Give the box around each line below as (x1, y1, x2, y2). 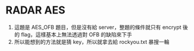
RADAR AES (5, 4, 66, 17)
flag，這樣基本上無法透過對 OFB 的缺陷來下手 (21, 30, 132, 38)
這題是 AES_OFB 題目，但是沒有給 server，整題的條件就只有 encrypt (14, 23, 182, 30)
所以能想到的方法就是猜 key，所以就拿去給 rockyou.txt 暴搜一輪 (14, 38, 170, 45)
